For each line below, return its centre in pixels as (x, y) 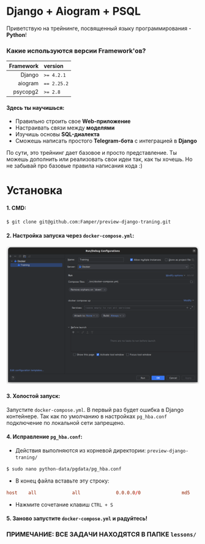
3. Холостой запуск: (33, 396)
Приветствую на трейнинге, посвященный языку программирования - (99, 28)
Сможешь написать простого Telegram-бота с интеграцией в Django (106, 141)
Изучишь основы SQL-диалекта (57, 134)
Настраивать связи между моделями (65, 128)
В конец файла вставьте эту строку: (62, 481)
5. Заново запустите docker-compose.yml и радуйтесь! (77, 519)
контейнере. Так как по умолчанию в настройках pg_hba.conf (87, 416)
